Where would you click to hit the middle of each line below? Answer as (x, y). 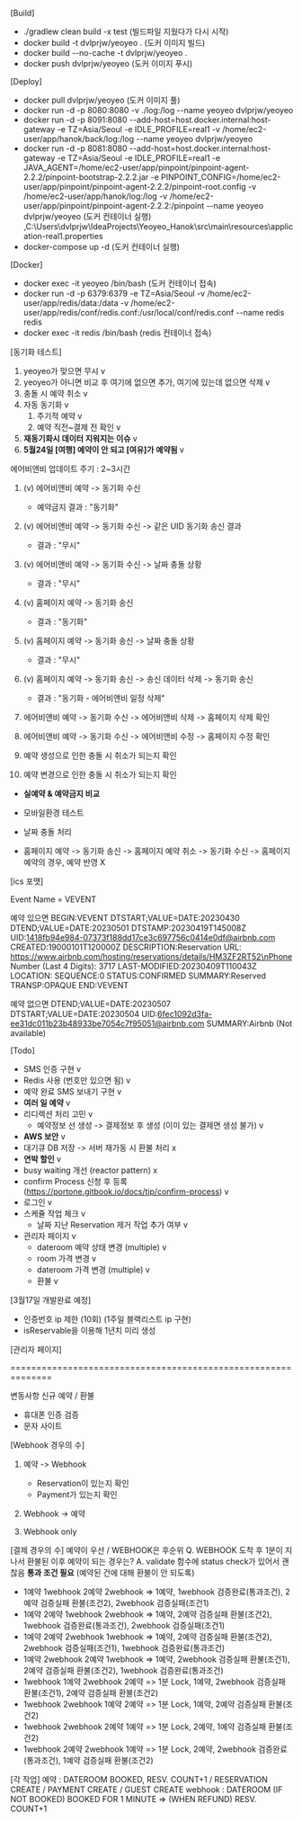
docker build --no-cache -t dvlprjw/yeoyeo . (105, 53)
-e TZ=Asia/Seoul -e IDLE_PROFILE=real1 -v (139, 129)
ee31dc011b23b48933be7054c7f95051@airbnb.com (107, 1023)
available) (28, 1033)
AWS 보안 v (44, 1136)
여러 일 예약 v (47, 1102)
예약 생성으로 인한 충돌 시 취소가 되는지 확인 (100, 755)
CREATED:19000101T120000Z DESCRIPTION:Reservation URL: (126, 947)
